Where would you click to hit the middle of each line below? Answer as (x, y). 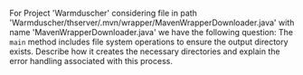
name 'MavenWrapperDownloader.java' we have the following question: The (151, 32)
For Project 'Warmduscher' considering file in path (103, 13)
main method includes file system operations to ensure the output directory (149, 42)
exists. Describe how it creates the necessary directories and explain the (145, 52)
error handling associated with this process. (91, 61)
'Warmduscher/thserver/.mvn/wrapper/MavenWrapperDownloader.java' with (152, 23)
